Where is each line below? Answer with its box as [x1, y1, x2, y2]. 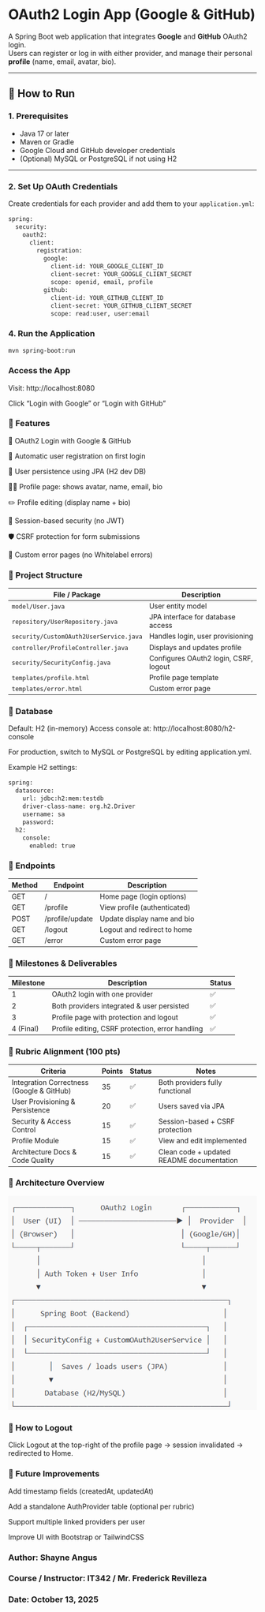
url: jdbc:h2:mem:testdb [22, 795, 104, 802]
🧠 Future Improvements [8, 1468, 100, 1479]
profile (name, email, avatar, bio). [8, 57, 117, 66]
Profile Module [11, 1136, 59, 1146]
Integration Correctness [11, 1078, 89, 1087]
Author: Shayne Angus [8, 1552, 98, 1563]
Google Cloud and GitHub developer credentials [19, 145, 176, 155]
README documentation [158, 1156, 238, 1165]
